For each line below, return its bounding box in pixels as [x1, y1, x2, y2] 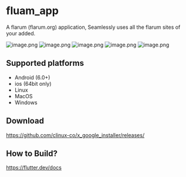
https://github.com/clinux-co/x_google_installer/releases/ [6, 131, 145, 139]
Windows [14, 99, 38, 106]
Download [6, 116, 44, 126]
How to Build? [6, 148, 58, 158]
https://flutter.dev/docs [6, 164, 62, 171]
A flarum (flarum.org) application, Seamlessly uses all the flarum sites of [6, 24, 181, 31]
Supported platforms [6, 58, 84, 68]
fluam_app [6, 4, 59, 18]
